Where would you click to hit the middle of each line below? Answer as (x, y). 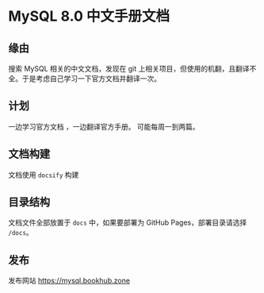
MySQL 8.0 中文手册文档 (89, 16)
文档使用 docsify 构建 (44, 175)
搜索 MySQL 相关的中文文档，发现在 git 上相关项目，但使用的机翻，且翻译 (129, 69)
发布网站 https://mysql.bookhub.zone (69, 281)
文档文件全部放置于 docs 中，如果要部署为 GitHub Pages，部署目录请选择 (128, 222)
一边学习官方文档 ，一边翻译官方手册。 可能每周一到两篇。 (104, 126)
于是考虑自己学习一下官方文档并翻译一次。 (91, 79)
